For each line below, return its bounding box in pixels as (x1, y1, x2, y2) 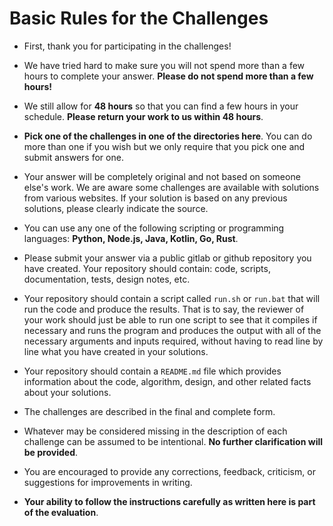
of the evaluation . (23, 506, 99, 518)
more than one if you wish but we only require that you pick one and (23, 140, 306, 152)
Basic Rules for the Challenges (9, 7, 269, 30)
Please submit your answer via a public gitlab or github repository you (23, 252, 312, 264)
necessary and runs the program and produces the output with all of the (23, 324, 322, 336)
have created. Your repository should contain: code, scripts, (23, 262, 271, 274)
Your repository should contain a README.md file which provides (23, 365, 282, 377)
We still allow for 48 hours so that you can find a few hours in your (23, 100, 299, 112)
